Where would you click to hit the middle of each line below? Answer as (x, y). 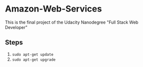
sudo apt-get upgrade (34, 60)
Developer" (16, 27)
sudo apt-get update (33, 54)
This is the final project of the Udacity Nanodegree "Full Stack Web (72, 22)
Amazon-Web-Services (54, 9)
